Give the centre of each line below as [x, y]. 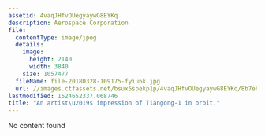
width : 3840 [49, 67]
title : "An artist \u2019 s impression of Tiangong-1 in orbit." [114, 103]
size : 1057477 [45, 74]
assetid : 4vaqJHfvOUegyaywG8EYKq [63, 15]
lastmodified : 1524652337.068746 [63, 96]
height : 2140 [50, 60]
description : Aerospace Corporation [68, 23]
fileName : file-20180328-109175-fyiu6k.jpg [88, 81]
